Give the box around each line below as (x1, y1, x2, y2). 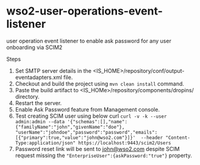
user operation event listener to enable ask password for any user (6, 37, 172, 44)
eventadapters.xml (15, 73, 62, 81)
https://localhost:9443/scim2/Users (78, 140, 171, 146)
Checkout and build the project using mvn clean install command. (15, 80, 185, 87)
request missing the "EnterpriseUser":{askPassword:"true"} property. (15, 152, 192, 159)
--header (141, 135, 163, 141)
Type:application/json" (15, 140, 76, 146)
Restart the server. (15, 99, 62, 107)
